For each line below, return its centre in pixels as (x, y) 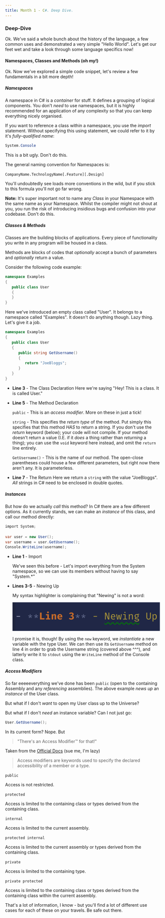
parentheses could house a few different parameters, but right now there (86, 462)
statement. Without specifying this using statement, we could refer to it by (80, 131)
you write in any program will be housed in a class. (56, 243)
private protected (24, 881)
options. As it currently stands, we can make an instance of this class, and (80, 512)
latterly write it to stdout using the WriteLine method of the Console (81, 655)
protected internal (25, 838)
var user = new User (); (29, 537)
